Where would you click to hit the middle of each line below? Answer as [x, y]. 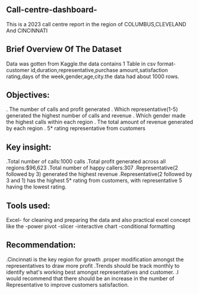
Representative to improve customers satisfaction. [68, 284]
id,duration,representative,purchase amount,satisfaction [99, 70]
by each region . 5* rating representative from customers [76, 128]
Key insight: [29, 147]
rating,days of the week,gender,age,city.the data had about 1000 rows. [93, 76]
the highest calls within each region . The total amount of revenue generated [100, 122]
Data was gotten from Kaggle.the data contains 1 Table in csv [81, 64]
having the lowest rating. [36, 187]
